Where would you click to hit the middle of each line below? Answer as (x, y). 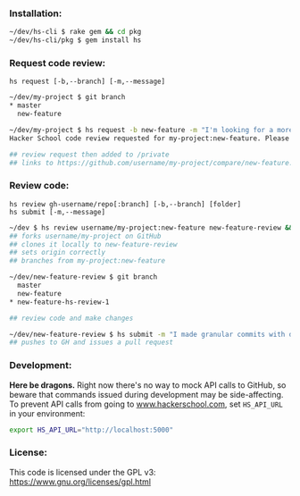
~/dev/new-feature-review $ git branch (83, 277)
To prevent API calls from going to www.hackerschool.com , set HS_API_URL (146, 404)
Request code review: (57, 63)
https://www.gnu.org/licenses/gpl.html (80, 482)
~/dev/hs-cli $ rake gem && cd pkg (75, 32)
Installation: (36, 13)
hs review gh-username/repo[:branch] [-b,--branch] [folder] (125, 204)
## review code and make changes (71, 318)
